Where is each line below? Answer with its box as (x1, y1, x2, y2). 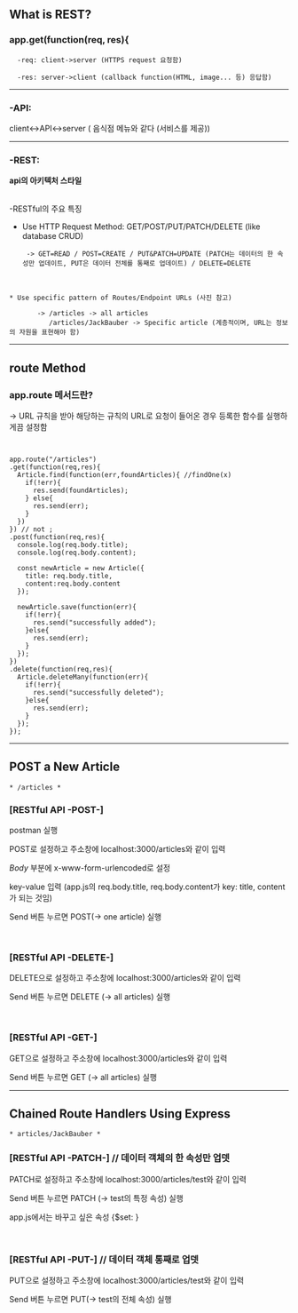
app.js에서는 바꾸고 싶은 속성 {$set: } (9, 1212, 139, 1222)
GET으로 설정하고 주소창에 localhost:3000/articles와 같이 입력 (9, 1053, 228, 1063)
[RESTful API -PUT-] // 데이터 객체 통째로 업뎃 (9, 1253, 200, 1265)
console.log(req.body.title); (17, 540, 129, 549)
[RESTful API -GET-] (9, 1031, 98, 1044)
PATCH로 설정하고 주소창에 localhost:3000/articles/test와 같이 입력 (9, 1174, 247, 1184)
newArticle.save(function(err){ (17, 602, 137, 611)
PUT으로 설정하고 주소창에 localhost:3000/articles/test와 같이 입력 (9, 1275, 245, 1286)
